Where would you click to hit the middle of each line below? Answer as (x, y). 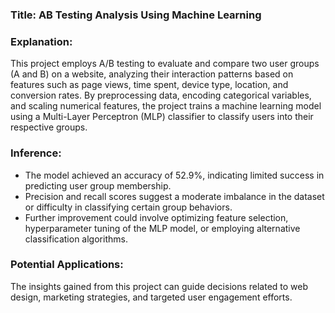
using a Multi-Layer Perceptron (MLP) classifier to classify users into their (162, 117)
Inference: (36, 153)
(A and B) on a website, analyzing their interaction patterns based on (152, 74)
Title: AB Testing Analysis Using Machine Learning (136, 15)
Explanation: (41, 41)
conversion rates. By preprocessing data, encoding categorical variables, (161, 95)
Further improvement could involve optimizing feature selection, (156, 217)
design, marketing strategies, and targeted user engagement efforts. (151, 297)
